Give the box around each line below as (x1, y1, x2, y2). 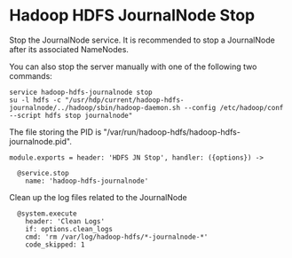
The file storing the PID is (9, 126, 102, 137)
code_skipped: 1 (25, 240, 86, 249)
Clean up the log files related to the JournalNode (9, 192, 188, 202)
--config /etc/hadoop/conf (183, 103, 284, 112)
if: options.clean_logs (25, 224, 114, 233)
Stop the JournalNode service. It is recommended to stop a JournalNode (9, 35, 275, 45)
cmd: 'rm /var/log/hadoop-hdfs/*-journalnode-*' (25, 232, 209, 241)
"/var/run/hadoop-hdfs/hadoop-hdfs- (103, 126, 241, 137)
